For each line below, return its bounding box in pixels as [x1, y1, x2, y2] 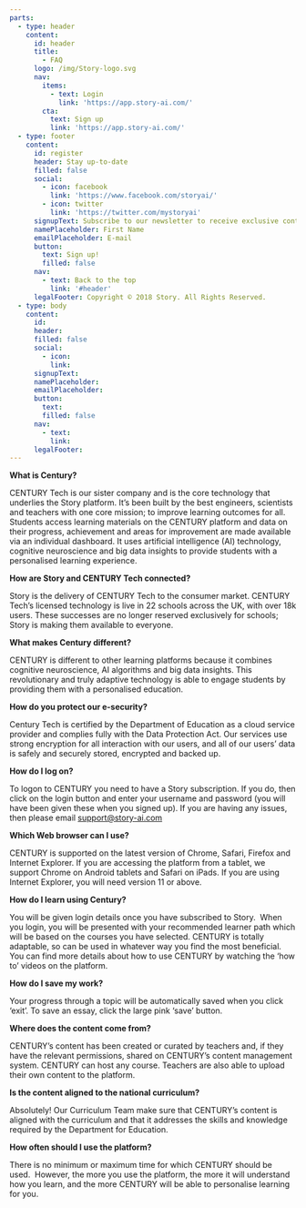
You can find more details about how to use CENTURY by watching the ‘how [9, 950, 296, 961]
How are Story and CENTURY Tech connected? [9, 573, 191, 584]
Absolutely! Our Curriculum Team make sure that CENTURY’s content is [9, 1105, 278, 1116]
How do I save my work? [9, 978, 104, 989]
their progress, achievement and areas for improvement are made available [9, 526, 291, 537]
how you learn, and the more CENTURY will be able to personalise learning [9, 1179, 291, 1190]
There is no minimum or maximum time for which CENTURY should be [9, 1160, 273, 1171]
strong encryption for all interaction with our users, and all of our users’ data [9, 738, 296, 749]
